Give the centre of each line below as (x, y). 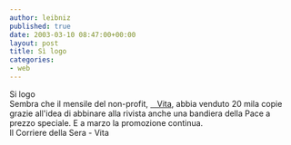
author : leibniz (40, 18)
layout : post (34, 43)
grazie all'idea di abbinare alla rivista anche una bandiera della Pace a (140, 113)
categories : (32, 60)
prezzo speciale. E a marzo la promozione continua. (106, 122)
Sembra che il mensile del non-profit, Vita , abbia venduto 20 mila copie (146, 103)
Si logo (23, 94)
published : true (40, 26)
